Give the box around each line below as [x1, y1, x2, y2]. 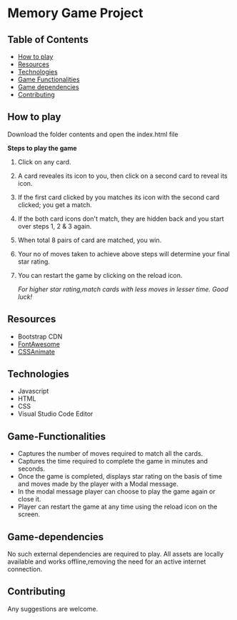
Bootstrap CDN [17, 332, 63, 341]
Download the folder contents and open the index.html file [7, 130, 178, 139]
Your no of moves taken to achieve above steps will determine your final [17, 249, 230, 258]
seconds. [17, 464, 46, 473]
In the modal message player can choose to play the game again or [17, 487, 216, 496]
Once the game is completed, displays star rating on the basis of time [17, 472, 223, 481]
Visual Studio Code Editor [17, 409, 94, 419]
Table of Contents [7, 34, 89, 46]
